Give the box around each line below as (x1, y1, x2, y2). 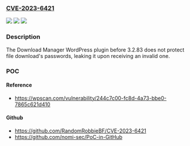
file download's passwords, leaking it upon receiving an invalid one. (6, 52, 171, 59)
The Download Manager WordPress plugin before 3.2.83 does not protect (6, 46, 185, 53)
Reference (6, 82, 32, 89)
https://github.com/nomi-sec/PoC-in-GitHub (14, 133, 122, 140)
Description (6, 33, 41, 41)
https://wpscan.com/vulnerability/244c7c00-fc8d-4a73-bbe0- (14, 94, 166, 101)
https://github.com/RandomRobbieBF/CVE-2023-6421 (14, 127, 146, 134)
